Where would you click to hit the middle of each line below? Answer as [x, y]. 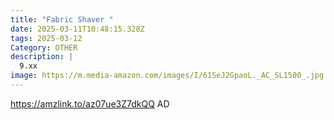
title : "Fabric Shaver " [62, 19]
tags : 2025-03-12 [46, 38]
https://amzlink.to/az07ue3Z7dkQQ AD [90, 103]
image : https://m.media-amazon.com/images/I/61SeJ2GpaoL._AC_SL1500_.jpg [167, 76]
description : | [42, 57]
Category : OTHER [44, 47]
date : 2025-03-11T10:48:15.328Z [77, 29]
